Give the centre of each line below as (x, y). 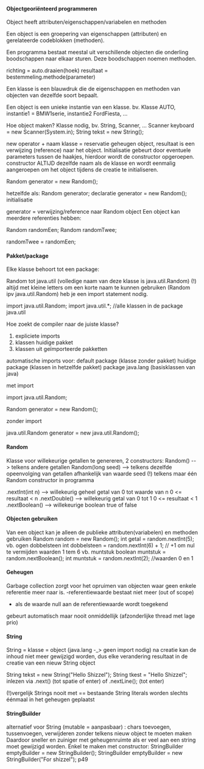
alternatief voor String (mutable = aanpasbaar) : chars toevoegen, (89, 727)
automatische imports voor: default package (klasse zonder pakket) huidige (101, 361)
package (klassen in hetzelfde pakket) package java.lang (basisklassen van (101, 367)
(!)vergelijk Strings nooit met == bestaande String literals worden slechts (97, 693)
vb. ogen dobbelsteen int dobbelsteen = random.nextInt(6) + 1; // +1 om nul (100, 545)
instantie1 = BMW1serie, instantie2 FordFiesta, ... (67, 114)
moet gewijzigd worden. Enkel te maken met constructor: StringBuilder (95, 746)
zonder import (24, 421)
